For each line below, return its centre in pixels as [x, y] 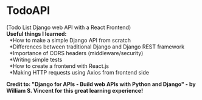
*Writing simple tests [36, 59]
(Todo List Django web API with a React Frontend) [69, 27]
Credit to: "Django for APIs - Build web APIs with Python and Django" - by [101, 84]
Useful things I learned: [37, 33]
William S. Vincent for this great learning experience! [75, 90]
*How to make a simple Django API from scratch [70, 40]
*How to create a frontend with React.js [59, 66]
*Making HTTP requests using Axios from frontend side [79, 72]
